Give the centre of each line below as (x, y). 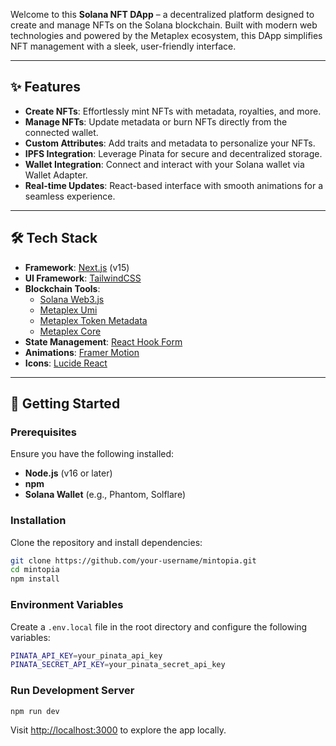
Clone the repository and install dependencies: (106, 542)
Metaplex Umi (68, 310)
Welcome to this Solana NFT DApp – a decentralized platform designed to (162, 14)
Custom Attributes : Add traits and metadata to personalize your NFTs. (170, 143)
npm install (35, 579)
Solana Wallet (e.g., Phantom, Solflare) (105, 495)
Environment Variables (67, 605)
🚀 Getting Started (65, 404)
